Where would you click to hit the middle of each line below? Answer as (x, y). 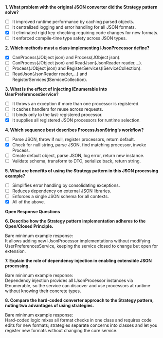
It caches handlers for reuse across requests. (57, 109)
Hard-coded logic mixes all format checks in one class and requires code (78, 320)
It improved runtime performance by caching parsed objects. (73, 22)
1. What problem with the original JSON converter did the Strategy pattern (81, 7)
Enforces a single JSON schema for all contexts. (60, 197)
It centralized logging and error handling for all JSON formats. (74, 27)
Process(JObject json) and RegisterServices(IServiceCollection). (77, 68)
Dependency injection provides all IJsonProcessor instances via (69, 280)
